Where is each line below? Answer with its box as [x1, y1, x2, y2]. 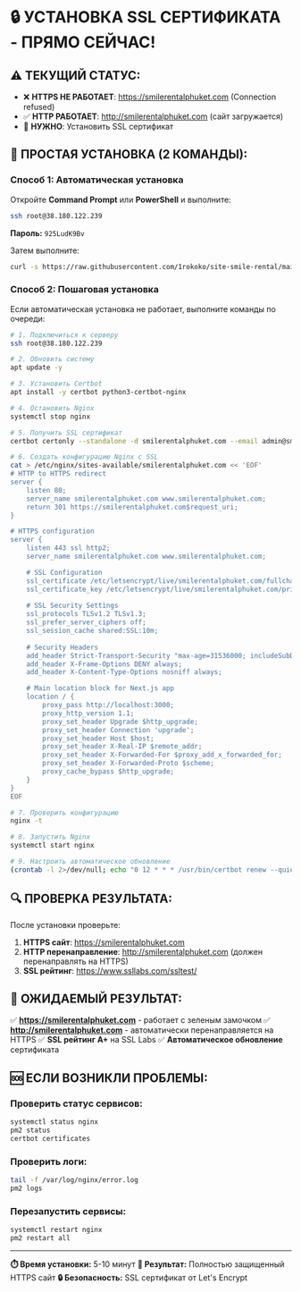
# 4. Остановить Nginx [10, 403, 95, 412]
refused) [22, 102, 55, 112]
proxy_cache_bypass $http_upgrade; [42, 767, 175, 776]
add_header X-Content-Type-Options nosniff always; [26, 668, 222, 677]
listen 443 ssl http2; [26, 544, 111, 553]
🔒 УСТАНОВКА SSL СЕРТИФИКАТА [10, 7, 281, 28]
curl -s [10, 262, 39, 271]
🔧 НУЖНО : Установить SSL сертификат [22, 122, 174, 131]
